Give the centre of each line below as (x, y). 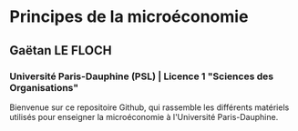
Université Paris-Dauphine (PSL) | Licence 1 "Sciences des (142, 76)
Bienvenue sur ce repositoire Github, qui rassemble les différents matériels (149, 107)
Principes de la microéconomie (129, 17)
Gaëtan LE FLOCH (61, 50)
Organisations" (44, 87)
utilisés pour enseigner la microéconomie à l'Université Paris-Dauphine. (144, 116)
